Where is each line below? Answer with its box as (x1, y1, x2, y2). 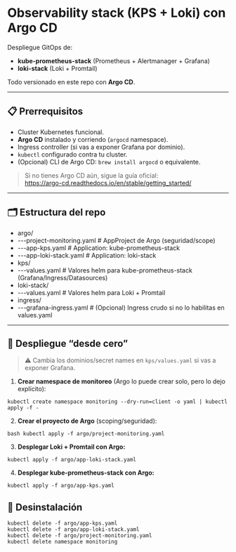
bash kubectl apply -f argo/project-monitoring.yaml (7, 431, 165, 438)
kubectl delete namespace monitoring (7, 539, 118, 546)
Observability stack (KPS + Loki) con (7, 5, 226, 21)
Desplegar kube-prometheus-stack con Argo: (17, 468, 155, 477)
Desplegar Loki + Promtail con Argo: (17, 442, 126, 451)
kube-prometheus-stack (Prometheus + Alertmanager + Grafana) (17, 56, 211, 65)
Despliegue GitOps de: (7, 43, 72, 51)
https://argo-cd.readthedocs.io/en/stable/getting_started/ (24, 178, 192, 187)
